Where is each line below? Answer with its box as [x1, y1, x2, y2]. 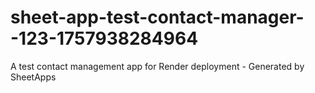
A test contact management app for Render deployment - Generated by [10, 60, 305, 72]
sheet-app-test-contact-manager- [10, 6, 305, 29]
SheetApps [10, 71, 57, 83]
